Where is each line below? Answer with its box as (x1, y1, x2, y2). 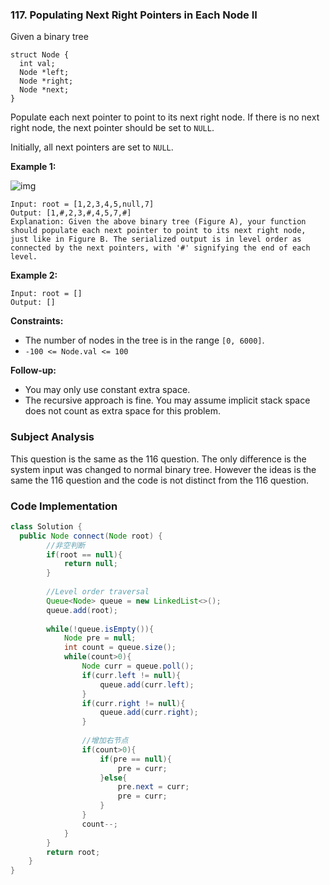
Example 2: (10, 269, 58, 282)
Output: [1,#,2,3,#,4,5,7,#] (10, 208, 132, 218)
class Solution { (10, 521, 83, 532)
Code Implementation (10, 499, 118, 513)
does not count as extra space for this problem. (24, 405, 221, 417)
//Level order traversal (46, 587, 150, 597)
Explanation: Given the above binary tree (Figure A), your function (10, 217, 307, 227)
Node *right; (19, 76, 74, 87)
